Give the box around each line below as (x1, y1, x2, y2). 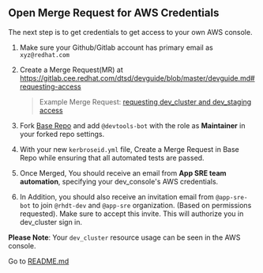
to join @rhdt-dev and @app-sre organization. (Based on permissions (32, 200, 252, 210)
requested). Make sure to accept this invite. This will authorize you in (19, 209, 244, 218)
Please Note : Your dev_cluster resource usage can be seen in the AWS (8, 233, 241, 242)
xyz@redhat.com (19, 51, 70, 59)
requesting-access (19, 82, 81, 91)
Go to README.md (8, 256, 70, 266)
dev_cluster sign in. (19, 217, 83, 226)
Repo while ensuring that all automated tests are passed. (19, 153, 205, 162)
